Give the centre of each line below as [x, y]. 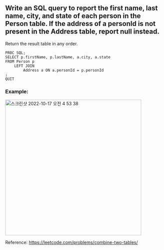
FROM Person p [20, 61]
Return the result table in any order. [41, 43]
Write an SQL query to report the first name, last [81, 8]
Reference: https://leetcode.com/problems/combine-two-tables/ [72, 243]
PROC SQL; [15, 53]
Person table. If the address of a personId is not [80, 24]
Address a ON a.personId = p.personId [63, 70]
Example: [17, 91]
